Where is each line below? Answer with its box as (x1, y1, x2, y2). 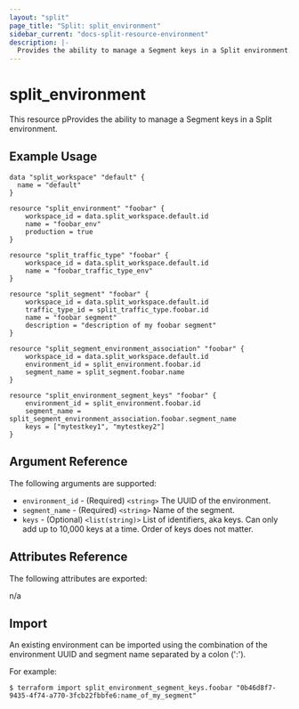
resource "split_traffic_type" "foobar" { (9, 250, 169, 259)
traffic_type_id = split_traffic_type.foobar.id (25, 305, 209, 314)
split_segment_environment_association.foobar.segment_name (9, 414, 238, 423)
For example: (9, 666, 58, 677)
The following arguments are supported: (9, 477, 158, 488)
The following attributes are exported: (9, 573, 148, 583)
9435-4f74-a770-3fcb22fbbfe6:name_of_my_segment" (9, 691, 198, 700)
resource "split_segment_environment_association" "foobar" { (9, 344, 245, 353)
